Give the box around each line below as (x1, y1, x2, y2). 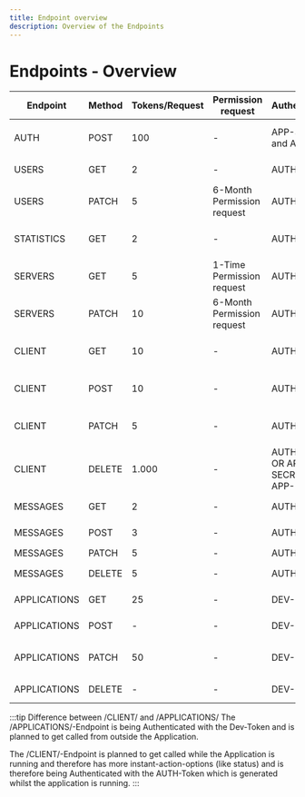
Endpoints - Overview (9, 61, 177, 82)
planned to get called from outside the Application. (9, 732, 200, 743)
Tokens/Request (131, 99, 204, 112)
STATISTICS (14, 232, 66, 245)
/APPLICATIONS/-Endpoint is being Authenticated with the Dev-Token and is (9, 722, 295, 733)
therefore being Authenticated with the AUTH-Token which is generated (9, 768, 279, 779)
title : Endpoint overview (9, 13, 107, 23)
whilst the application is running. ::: (9, 778, 140, 789)
